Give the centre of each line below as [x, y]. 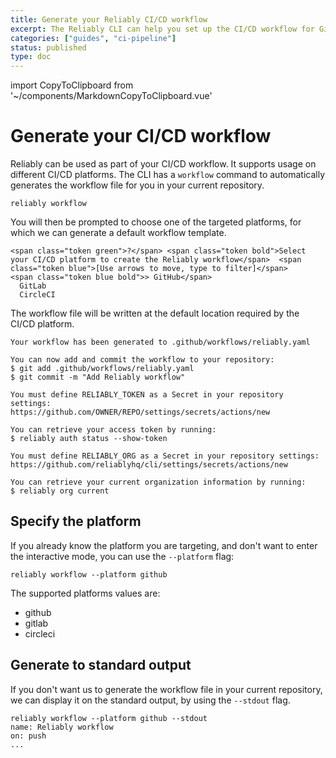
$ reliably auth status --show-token [89, 439]
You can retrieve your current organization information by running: [158, 482]
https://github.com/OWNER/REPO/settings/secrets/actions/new [140, 412]
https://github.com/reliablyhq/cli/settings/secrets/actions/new [149, 465]
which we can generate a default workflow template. [118, 233]
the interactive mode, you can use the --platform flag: [122, 556]
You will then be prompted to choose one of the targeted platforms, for [156, 222]
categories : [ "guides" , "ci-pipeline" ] [93, 38]
